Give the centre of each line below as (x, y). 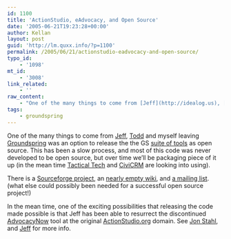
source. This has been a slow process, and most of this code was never (109, 150)
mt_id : (17, 71)
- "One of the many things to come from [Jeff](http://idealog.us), (120, 103)
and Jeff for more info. (39, 228)
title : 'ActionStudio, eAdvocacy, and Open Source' (83, 20)
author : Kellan (29, 33)
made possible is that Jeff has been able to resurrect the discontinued (107, 214)
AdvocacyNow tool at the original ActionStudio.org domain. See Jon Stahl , (113, 220)
